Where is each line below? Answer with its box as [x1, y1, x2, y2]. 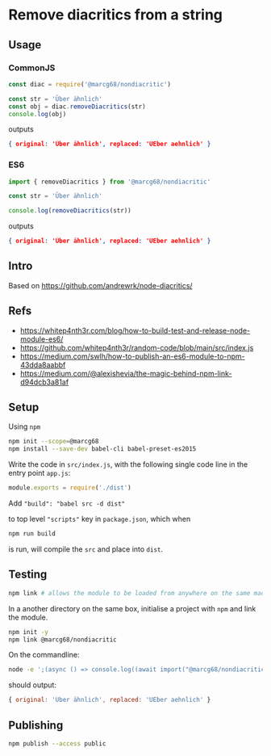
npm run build [8, 530, 56, 538]
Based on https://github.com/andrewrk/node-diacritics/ [8, 280, 193, 290]
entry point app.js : [8, 468, 71, 478]
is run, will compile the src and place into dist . [8, 544, 164, 554]
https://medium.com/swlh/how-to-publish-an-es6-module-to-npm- [19, 351, 246, 361]
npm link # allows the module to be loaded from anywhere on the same [8, 589, 251, 597]
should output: [8, 680, 56, 690]
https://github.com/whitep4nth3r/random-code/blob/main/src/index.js [19, 342, 254, 352]
